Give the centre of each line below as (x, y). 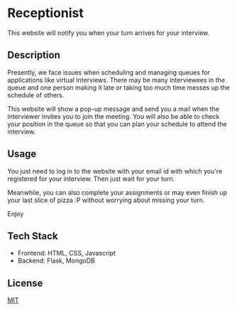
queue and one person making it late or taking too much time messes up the (119, 88)
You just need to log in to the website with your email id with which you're (115, 171)
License (25, 283)
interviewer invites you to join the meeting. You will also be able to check (114, 116)
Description (34, 55)
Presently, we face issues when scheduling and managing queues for (109, 72)
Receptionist (45, 13)
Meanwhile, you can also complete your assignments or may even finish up (117, 192)
